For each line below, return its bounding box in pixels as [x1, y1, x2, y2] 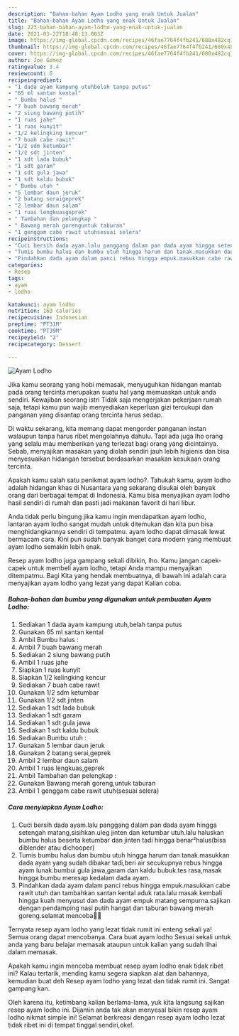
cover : [8, 50, 28, 58]
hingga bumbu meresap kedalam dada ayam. [18, 874, 150, 882]
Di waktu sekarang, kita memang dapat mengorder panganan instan [8, 424, 206, 432]
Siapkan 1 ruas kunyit [18, 666, 81, 674]
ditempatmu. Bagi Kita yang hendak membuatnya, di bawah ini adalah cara [8, 571, 226, 580]
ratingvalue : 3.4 [8, 63, 60, 70]
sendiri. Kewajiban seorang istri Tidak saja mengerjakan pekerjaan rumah [8, 395, 223, 404]
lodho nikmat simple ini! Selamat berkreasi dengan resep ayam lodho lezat [8, 1013, 226, 1022]
